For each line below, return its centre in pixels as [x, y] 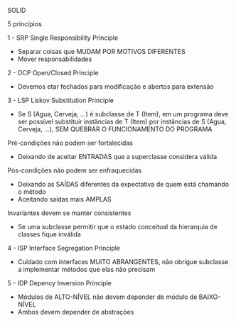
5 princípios [25, 24]
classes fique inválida [49, 234]
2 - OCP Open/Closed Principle [53, 73]
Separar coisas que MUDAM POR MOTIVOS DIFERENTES [102, 51]
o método [32, 192]
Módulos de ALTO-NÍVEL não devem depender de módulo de [107, 297]
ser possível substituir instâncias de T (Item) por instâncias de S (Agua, [122, 121]
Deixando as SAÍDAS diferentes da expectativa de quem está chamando [123, 184]
